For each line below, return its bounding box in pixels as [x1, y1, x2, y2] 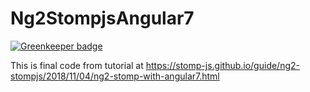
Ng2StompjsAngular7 [10, 7, 195, 30]
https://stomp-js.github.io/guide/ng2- [145, 59, 300, 71]
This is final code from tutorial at [10, 59, 144, 71]
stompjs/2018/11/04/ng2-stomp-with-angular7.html [10, 70, 220, 82]
